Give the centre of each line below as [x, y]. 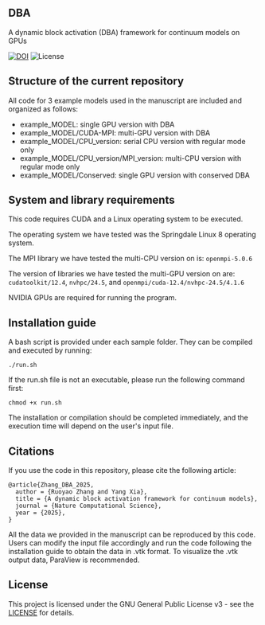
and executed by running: [50, 350]
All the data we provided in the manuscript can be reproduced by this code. [132, 535]
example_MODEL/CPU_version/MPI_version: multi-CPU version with [131, 158]
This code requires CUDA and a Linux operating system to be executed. [126, 219]
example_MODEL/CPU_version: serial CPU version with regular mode [132, 141]
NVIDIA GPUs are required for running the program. [93, 298]
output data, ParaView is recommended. [74, 560]
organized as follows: [43, 109]
